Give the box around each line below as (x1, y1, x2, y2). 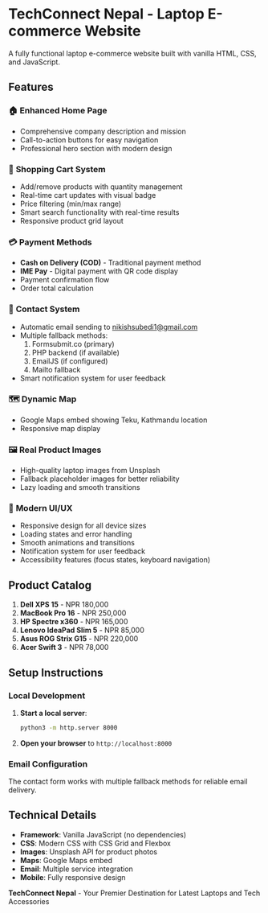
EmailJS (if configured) (31, 356, 108, 366)
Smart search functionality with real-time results (19, 207, 180, 217)
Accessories (8, 896, 50, 906)
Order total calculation (19, 283, 94, 294)
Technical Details (8, 808, 97, 822)
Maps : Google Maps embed (19, 855, 113, 865)
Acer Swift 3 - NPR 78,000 (19, 643, 109, 652)
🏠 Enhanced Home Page (8, 105, 108, 117)
